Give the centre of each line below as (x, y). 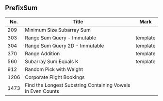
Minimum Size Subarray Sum (58, 30)
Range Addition (42, 53)
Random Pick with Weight (54, 69)
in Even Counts (42, 91)
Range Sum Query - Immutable (60, 37)
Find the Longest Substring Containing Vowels (78, 85)
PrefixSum (21, 8)
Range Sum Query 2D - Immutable (65, 46)
